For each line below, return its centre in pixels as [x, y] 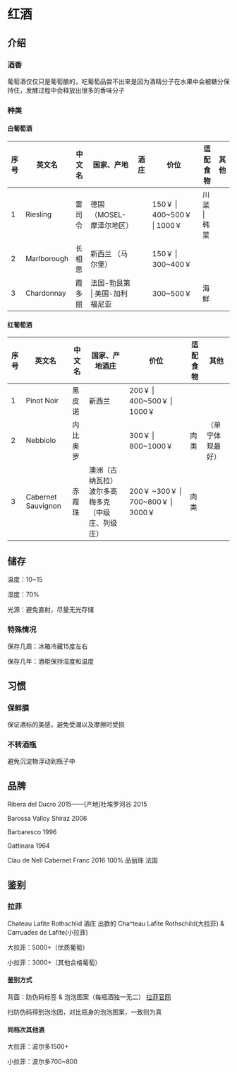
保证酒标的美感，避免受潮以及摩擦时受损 [66, 725]
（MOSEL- [109, 215]
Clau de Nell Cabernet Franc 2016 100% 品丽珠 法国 [83, 860]
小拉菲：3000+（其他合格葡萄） [54, 962]
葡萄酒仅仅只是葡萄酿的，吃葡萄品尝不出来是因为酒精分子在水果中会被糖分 [115, 81]
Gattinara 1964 [29, 846]
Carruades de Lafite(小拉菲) [48, 932]
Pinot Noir [42, 400]
